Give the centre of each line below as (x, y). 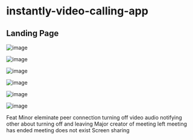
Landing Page (33, 33)
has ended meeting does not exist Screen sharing (68, 130)
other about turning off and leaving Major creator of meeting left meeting (97, 124)
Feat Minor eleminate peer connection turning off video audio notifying (94, 117)
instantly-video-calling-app (78, 11)
